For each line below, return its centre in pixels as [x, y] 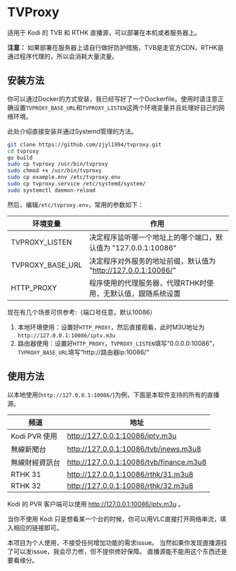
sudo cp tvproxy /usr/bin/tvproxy [58, 164]
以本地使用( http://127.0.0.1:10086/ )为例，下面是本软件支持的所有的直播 [113, 395]
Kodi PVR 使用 [34, 436]
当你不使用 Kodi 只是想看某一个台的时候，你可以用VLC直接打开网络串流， [114, 519]
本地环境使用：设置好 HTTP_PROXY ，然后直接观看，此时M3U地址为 [111, 327]
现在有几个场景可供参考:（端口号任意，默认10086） [82, 312]
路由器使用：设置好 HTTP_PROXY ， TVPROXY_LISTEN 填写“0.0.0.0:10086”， [118, 343]
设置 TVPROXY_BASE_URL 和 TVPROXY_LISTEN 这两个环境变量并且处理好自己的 [116, 107]
